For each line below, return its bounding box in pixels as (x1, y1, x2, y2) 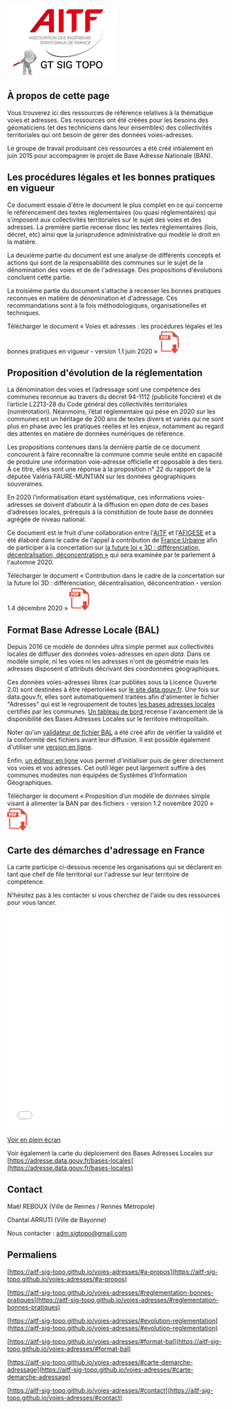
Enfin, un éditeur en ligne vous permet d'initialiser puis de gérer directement (7, 756, 224, 765)
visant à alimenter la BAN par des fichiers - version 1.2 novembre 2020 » (7, 799, 214, 808)
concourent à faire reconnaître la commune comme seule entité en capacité (7, 450, 223, 459)
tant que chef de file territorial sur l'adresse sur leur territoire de (7, 870, 189, 878)
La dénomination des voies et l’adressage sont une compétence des (7, 385, 202, 393)
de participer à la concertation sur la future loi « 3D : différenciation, (7, 543, 200, 552)
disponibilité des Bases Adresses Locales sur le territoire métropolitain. (7, 715, 209, 723)
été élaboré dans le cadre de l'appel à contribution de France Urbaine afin (7, 536, 217, 544)
